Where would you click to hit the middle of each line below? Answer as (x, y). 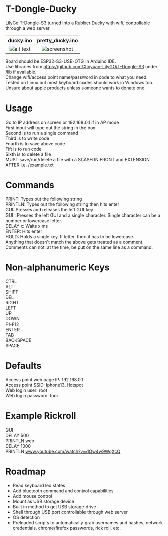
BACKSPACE (18, 340)
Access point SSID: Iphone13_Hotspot (44, 385)
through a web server (28, 28)
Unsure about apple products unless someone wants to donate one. (75, 88)
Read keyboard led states (39, 485)
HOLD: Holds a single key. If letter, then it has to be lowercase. (70, 236)
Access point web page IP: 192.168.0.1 (45, 379)
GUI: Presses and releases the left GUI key (49, 209)
